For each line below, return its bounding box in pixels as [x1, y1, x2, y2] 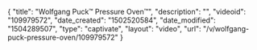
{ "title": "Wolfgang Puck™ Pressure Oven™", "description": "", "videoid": [7, 7, 247, 16]
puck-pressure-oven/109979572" [7, 32, 118, 42]
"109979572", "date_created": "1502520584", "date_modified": [7, 15, 216, 25]
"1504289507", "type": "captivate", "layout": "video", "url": [7, 24, 202, 33]
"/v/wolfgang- [203, 24, 250, 33]
